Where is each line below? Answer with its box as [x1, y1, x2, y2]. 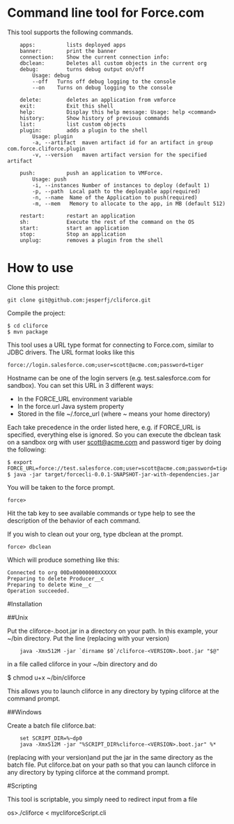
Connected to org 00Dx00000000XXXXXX [7, 569, 117, 576]
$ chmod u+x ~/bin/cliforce [7, 673, 86, 682]
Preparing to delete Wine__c [7, 581, 92, 588]
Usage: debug [32, 72, 70, 79]
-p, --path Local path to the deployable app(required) [32, 188, 201, 195]
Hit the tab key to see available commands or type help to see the [7, 509, 196, 517]
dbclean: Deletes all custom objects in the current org [19, 59, 208, 67]
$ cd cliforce [7, 322, 49, 329]
